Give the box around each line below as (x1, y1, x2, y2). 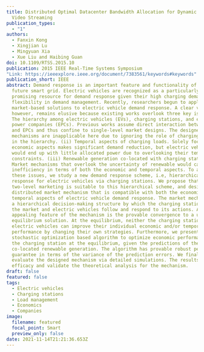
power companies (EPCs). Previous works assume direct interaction (12, 122, 186, 128)
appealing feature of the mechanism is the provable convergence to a (12, 212, 194, 218)
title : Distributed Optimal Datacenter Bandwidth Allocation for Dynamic (6, 8, 197, 15)
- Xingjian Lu (12, 43, 47, 49)
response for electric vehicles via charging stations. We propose (12, 178, 186, 184)
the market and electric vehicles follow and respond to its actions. (12, 206, 194, 212)
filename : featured (12, 319, 61, 325)
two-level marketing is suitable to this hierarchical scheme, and (12, 184, 186, 190)
